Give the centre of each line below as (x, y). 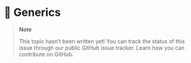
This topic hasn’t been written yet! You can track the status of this (102, 41)
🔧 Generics (32, 13)
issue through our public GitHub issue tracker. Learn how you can (102, 48)
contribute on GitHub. (46, 54)
